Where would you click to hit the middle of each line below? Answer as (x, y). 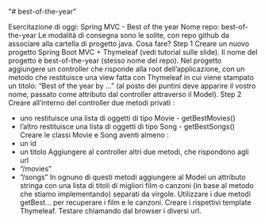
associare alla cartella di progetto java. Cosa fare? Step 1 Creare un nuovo (129, 44)
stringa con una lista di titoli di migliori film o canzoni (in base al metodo (136, 185)
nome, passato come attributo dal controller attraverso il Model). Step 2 (125, 94)
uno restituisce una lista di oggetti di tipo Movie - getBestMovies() (127, 118)
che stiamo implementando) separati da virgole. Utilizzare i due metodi (135, 194)
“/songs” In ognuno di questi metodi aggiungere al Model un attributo (132, 177)
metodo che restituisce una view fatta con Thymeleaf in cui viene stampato (131, 77)
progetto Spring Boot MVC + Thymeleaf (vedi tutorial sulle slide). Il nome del (133, 52)
